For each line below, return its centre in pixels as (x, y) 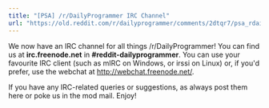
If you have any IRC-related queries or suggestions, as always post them (128, 87)
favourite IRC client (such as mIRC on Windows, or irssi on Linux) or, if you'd (134, 63)
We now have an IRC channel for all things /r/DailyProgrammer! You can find (134, 46)
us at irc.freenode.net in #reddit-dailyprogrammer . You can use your (124, 54)
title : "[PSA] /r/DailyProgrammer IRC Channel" (89, 16)
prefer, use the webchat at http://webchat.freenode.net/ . (101, 71)
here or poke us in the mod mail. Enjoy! (72, 95)
